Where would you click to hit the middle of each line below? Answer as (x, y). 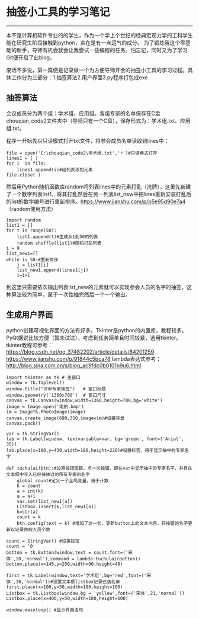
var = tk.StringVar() (33, 434)
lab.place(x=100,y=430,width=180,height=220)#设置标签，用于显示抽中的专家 (95, 450)
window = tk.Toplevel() (36, 383)
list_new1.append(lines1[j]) (53, 270)
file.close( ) (24, 175)
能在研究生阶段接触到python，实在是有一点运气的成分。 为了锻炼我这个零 (96, 43)
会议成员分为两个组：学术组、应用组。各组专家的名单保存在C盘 (84, 113)
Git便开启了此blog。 (31, 57)
